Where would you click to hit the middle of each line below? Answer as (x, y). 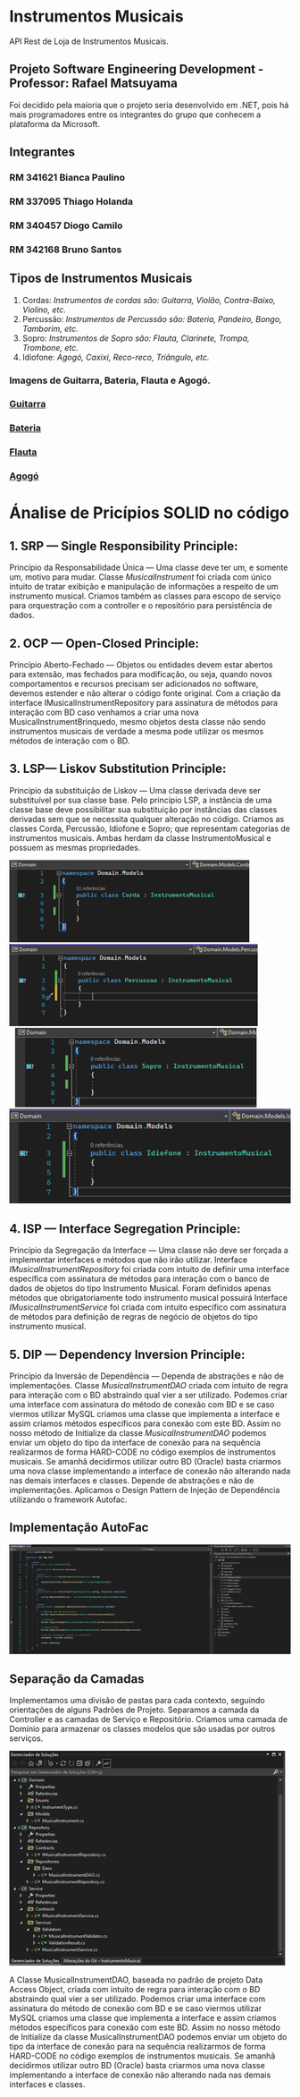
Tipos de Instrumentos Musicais (101, 279)
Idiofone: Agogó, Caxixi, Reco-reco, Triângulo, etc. (116, 357)
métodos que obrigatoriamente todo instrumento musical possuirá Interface (149, 1298)
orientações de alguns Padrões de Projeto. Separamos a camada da (134, 1710)
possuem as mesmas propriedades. (75, 847)
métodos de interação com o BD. (70, 741)
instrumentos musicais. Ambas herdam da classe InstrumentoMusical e (140, 837)
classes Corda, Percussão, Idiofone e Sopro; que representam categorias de (150, 828)
